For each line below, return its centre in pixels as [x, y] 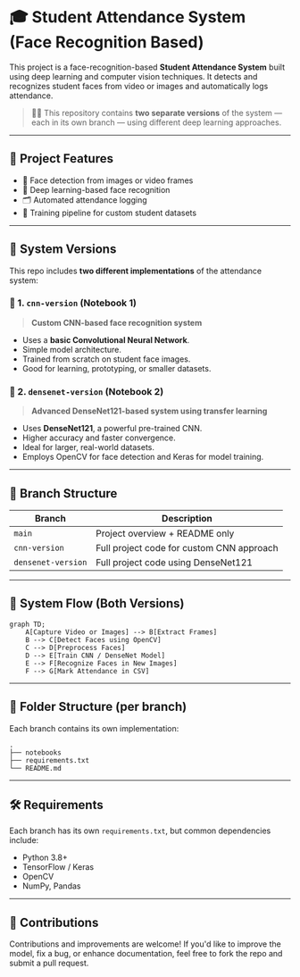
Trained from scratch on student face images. [106, 359]
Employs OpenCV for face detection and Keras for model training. [143, 457]
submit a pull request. [49, 963]
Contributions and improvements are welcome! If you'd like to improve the [145, 944]
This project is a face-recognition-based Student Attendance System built [147, 67]
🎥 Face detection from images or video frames [108, 180]
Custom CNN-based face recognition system [117, 322]
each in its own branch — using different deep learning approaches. [156, 122]
